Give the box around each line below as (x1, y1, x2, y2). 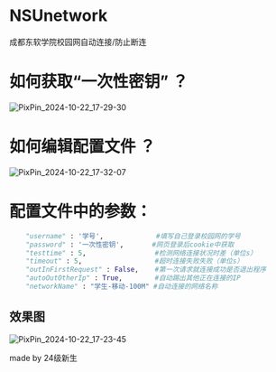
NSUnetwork (9, 5, 108, 26)
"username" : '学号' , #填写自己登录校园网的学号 (25, 231, 241, 240)
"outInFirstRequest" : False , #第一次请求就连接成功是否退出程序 (25, 265, 267, 274)
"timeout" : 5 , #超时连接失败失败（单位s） (25, 256, 244, 266)
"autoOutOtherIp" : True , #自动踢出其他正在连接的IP (25, 274, 242, 283)
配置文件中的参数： (9, 201, 152, 221)
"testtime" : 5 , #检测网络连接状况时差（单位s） (25, 248, 257, 257)
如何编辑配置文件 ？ (9, 136, 156, 157)
